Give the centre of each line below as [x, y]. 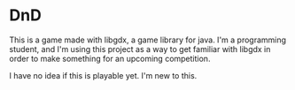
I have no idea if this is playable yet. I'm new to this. [103, 75]
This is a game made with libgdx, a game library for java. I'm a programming [147, 40]
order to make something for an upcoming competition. [110, 58]
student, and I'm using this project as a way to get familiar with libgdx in [140, 49]
